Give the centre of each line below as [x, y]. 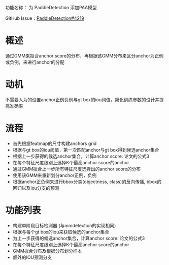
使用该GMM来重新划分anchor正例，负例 [55, 175]
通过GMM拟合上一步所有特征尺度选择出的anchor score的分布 [77, 169]
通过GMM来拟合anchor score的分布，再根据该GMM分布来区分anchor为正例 [84, 55]
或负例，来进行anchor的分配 [35, 62]
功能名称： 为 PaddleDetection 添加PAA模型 [51, 7]
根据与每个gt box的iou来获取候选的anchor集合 [61, 232]
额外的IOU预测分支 [32, 257]
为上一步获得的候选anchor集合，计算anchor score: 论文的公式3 [79, 238]
